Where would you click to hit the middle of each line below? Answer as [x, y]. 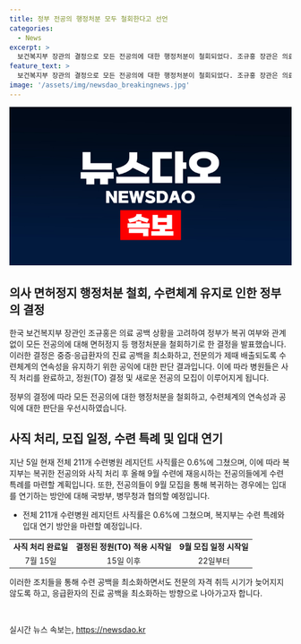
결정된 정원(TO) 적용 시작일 [124, 546]
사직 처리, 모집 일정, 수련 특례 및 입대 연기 [116, 439]
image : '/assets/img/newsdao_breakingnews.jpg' [100, 85]
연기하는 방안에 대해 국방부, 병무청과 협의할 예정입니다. [114, 495]
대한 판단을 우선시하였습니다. [76, 408]
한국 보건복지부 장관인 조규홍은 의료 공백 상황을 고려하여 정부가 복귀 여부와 [140, 333]
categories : [31, 28]
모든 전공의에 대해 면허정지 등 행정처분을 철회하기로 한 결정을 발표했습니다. [156, 344]
